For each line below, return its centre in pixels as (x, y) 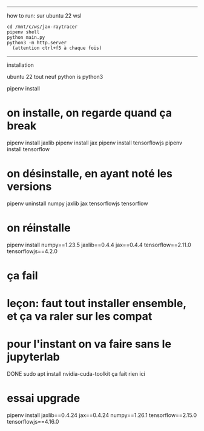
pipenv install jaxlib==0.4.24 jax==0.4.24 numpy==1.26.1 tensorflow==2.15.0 (102, 415)
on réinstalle (39, 228)
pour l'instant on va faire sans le (89, 344)
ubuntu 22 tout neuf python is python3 (55, 77)
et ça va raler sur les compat (80, 317)
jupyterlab (33, 357)
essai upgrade (44, 399)
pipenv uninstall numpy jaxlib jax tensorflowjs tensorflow (77, 203)
